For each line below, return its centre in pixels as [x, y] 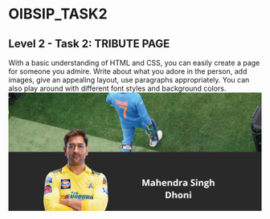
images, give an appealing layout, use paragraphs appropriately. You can [129, 80]
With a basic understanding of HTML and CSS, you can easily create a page [134, 63]
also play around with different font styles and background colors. [117, 88]
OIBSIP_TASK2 [58, 14]
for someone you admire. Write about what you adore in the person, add [128, 71]
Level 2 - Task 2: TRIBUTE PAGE [89, 44]
